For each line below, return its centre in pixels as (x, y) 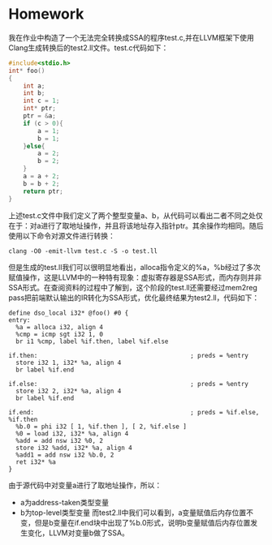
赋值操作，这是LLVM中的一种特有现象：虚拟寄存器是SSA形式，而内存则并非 (135, 277)
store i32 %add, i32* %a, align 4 (74, 448)
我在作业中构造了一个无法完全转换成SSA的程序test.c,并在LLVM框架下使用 (131, 37)
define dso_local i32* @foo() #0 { (69, 313)
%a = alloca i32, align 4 (60, 327)
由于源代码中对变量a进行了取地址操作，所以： (85, 485)
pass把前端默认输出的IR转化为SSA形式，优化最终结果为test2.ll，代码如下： (134, 298)
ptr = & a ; (40, 116)
